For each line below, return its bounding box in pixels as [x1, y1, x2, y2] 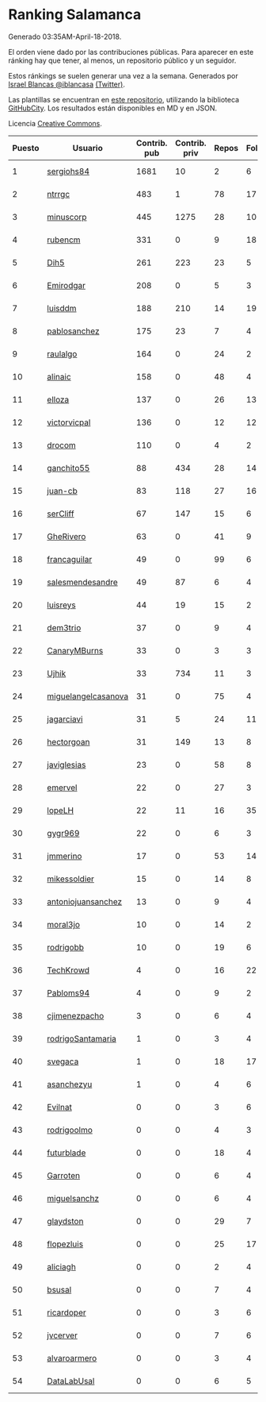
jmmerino [47, 850, 82, 861]
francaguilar [47, 553, 93, 564]
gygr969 [47, 827, 80, 838]
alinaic [47, 371, 71, 382]
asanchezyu [47, 1078, 93, 1089]
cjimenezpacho [47, 1010, 104, 1021]
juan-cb [47, 485, 78, 496]
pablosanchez [47, 325, 100, 337]
